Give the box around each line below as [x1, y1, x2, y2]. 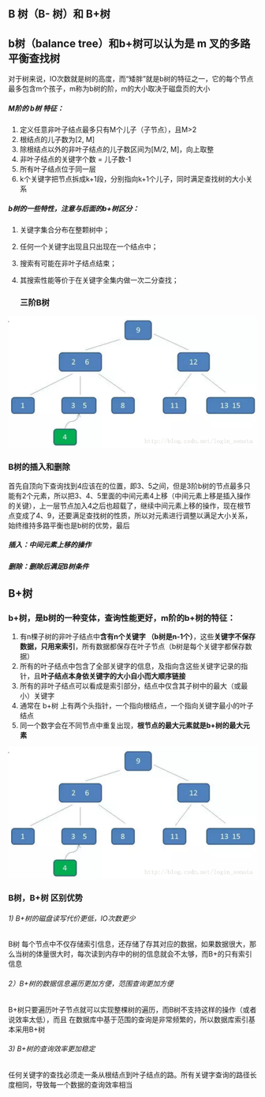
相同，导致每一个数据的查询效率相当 [14, 1080, 132, 1089]
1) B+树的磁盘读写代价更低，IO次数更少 [8, 913, 136, 922]
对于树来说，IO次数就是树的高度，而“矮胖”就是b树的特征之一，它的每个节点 [8, 74, 254, 84]
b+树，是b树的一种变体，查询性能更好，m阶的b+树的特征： [8, 612, 236, 623]
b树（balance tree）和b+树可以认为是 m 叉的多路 [8, 36, 251, 50]
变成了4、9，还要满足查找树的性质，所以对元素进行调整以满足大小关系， [14, 510, 252, 520]
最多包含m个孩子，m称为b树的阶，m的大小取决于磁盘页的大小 [8, 84, 211, 93]
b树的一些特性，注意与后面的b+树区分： [8, 204, 140, 213]
